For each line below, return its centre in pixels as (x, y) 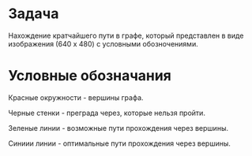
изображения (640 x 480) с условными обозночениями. (103, 43)
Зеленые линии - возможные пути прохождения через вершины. (118, 128)
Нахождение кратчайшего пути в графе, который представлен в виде (126, 35)
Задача (34, 14)
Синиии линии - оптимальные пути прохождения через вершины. (120, 143)
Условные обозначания (90, 76)
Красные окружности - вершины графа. (76, 97)
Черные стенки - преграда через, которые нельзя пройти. (107, 113)
